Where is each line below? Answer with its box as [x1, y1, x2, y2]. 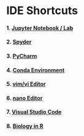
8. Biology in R [6, 122, 44, 129]
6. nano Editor [6, 94, 43, 102]
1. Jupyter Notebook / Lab [6, 24, 74, 31]
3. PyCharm [6, 52, 37, 59]
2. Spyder [6, 38, 32, 46]
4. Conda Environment [6, 66, 65, 74]
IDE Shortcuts [6, 4, 78, 18]
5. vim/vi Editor [6, 80, 46, 88]
